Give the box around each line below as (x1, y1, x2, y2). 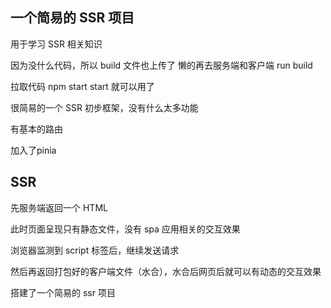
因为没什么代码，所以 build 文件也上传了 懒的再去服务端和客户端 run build (10, 59, 313, 71)
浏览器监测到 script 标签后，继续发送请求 (10, 244, 180, 256)
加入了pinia (10, 144, 57, 156)
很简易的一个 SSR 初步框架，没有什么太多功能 (10, 101, 199, 113)
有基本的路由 (10, 123, 63, 135)
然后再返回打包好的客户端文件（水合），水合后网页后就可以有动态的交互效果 (10, 265, 322, 277)
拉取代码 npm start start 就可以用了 (10, 80, 155, 92)
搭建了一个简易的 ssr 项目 (10, 286, 116, 298)
